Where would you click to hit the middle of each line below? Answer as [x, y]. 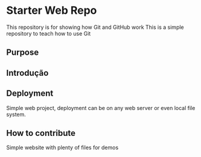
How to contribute [41, 133]
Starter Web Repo [52, 11]
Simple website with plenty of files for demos [62, 147]
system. [16, 114]
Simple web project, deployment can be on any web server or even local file [101, 108]
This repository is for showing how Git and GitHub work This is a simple [95, 27]
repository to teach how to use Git [49, 33]
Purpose [23, 53]
